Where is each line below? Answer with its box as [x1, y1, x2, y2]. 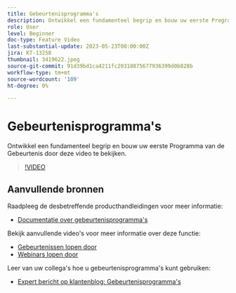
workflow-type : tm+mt [7, 69, 71, 76]
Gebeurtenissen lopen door [17, 243, 97, 251]
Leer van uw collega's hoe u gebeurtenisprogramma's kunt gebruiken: [7, 264, 211, 272]
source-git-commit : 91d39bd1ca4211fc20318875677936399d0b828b [7, 63, 193, 70]
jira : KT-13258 [7, 50, 52, 57]
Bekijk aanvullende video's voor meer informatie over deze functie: [7, 229, 201, 237]
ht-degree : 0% [7, 82, 49, 89]
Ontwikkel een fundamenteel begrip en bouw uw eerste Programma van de [7, 142, 225, 150]
